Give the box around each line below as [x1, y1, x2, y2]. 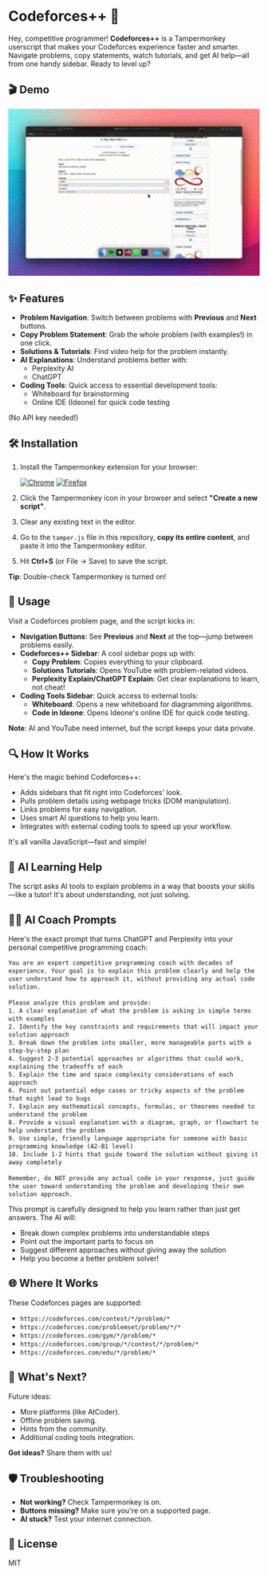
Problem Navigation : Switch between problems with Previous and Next [19, 313, 257, 322]
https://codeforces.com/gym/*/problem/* [19, 1332, 156, 1340]
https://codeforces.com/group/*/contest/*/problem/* [19, 1340, 199, 1348]
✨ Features [8, 291, 65, 305]
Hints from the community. [19, 1423, 108, 1434]
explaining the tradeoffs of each [8, 1063, 124, 1071]
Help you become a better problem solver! [19, 1253, 160, 1263]
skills [238, 881, 255, 891]
